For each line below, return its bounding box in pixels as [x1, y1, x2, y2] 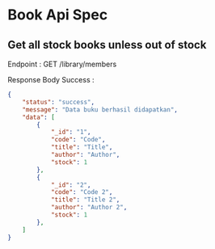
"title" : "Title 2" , [50, 196, 120, 204]
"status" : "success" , [22, 98, 95, 106]
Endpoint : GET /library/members [7, 59, 117, 69]
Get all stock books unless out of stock [7, 38, 207, 52]
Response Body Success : [7, 75, 95, 84]
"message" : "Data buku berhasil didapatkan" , [22, 105, 179, 114]
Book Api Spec [7, 6, 108, 24]
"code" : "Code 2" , [50, 188, 113, 196]
